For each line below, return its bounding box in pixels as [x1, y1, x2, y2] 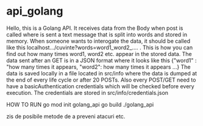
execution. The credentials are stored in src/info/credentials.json [6, 89, 169, 96]
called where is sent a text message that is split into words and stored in [6, 30, 188, 38]
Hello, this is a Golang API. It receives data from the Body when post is [6, 24, 183, 32]
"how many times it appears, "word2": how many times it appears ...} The [6, 63, 191, 71]
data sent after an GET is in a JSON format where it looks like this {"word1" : [6, 57, 197, 64]
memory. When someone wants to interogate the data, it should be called [6, 37, 191, 44]
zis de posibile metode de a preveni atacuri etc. [6, 113, 126, 120]
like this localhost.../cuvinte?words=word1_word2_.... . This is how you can [6, 44, 193, 51]
